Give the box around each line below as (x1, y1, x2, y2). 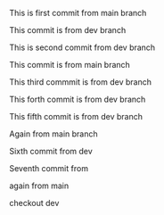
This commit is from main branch (9, 60, 131, 70)
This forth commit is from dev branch (9, 94, 146, 104)
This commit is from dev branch (9, 25, 127, 35)
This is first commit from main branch (9, 8, 147, 18)
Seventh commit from (9, 163, 89, 173)
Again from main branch (9, 128, 98, 139)
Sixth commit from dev (9, 146, 94, 156)
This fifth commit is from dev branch (9, 112, 143, 121)
